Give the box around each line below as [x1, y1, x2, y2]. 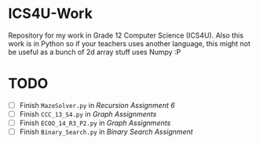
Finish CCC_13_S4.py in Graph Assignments [19, 109, 157, 118]
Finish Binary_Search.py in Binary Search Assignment [19, 127, 194, 137]
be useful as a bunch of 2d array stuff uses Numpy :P [8, 47, 181, 56]
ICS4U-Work [8, 5, 93, 23]
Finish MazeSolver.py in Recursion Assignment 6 [19, 100, 175, 110]
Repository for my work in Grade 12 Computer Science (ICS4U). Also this [8, 31, 244, 40]
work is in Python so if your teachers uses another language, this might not [8, 38, 251, 48]
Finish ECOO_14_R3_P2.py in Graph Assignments [19, 118, 171, 128]
